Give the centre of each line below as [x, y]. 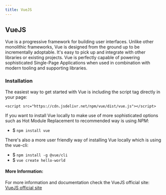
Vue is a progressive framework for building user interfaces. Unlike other [79, 42]
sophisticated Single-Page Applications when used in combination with [78, 63]
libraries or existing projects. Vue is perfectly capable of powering [73, 58]
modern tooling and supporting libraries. [46, 68]
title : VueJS [19, 10]
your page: [16, 97]
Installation [19, 81]
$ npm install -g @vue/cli [40, 155]
